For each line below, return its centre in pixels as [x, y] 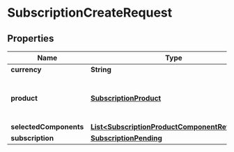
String [101, 69]
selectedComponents [47, 127]
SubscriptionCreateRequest [90, 13]
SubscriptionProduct [126, 98]
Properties [31, 39]
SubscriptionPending [126, 138]
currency [26, 69]
